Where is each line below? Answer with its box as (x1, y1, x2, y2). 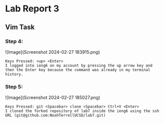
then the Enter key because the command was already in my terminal (5, 67, 151, 72)
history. (5, 72, 23, 77)
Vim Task (5, 23, 35, 31)
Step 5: (5, 83, 23, 90)
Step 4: (5, 38, 23, 45)
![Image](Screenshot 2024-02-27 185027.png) (5, 95, 101, 101)
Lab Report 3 (5, 3, 59, 14)
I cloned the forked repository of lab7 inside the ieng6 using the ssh (5, 109, 160, 114)
